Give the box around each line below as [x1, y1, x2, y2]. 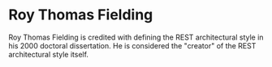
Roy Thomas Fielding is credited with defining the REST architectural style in [8, 32, 264, 42]
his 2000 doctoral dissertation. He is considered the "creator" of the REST [8, 40, 257, 50]
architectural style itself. [8, 49, 89, 59]
